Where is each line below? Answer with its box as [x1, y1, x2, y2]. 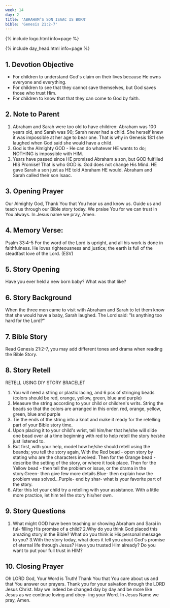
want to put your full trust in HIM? [12, 547, 83, 554]
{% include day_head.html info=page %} [5, 45, 90, 51]
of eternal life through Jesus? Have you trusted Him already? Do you [12, 542, 156, 548]
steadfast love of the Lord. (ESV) [5, 250, 74, 256]
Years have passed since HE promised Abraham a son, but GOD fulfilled [12, 156, 163, 162]
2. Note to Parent [5, 110, 60, 119]
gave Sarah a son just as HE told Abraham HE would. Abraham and [12, 166, 152, 173]
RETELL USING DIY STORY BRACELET [5, 380, 85, 386]
